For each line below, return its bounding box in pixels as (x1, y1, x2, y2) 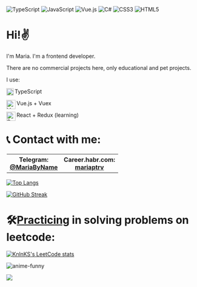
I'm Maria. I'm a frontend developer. (6, 52, 96, 60)
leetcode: (6, 230, 56, 244)
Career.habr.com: (63, 155, 115, 164)
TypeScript (15, 88, 42, 95)
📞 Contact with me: (6, 133, 101, 147)
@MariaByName (10, 163, 58, 171)
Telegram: (19, 155, 48, 164)
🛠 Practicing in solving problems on (6, 213, 189, 227)
